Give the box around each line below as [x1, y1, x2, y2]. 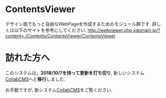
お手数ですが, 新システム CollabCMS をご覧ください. [5, 87, 113, 93]
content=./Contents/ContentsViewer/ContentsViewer [5, 33, 116, 39]
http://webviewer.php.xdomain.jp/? [87, 27, 160, 33]
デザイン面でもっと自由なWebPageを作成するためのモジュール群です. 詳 [5, 21, 157, 27]
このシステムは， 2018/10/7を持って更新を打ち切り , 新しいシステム [5, 70, 145, 76]
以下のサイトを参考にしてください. [14, 27, 87, 33]
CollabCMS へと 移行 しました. [5, 76, 66, 82]
